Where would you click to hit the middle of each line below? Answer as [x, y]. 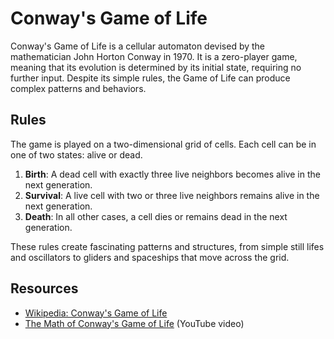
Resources [44, 288]
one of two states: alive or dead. [76, 154]
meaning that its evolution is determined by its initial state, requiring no [156, 67]
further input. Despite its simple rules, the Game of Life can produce [150, 78]
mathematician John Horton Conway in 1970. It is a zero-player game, [154, 56]
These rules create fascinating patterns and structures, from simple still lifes [167, 246]
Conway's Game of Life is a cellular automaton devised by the [138, 46]
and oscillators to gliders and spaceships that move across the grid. [150, 257]
